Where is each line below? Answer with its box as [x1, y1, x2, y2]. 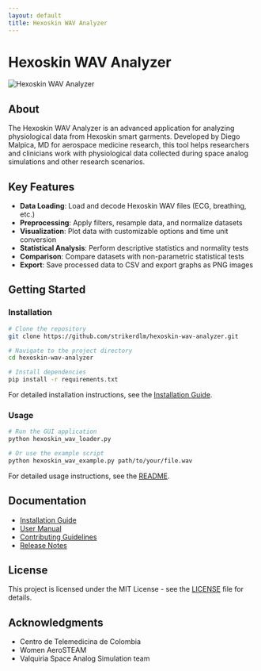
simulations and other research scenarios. [8, 157, 146, 167]
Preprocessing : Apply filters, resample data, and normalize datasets [19, 218, 243, 228]
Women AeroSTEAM [19, 646, 87, 655]
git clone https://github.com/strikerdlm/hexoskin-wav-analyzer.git [8, 332, 239, 340]
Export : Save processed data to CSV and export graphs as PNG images [19, 260, 254, 270]
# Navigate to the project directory [8, 347, 133, 355]
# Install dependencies [8, 368, 87, 377]
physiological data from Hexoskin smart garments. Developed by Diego [8, 132, 240, 141]
